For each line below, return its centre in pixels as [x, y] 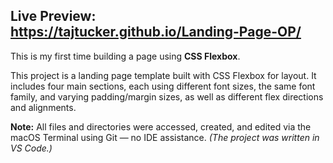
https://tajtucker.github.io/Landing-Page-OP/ [156, 32]
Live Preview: [53, 16]
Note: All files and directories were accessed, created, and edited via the [161, 126]
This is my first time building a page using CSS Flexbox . [125, 56]
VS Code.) [31, 148]
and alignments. [43, 107]
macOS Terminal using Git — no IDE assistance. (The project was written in [165, 137]
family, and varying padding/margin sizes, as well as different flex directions [167, 96]
